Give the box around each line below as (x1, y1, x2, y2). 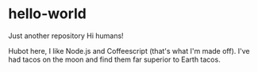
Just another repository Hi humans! (8, 31, 125, 40)
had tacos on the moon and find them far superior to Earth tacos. (8, 55, 221, 64)
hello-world (8, 5, 87, 23)
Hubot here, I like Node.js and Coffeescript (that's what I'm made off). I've (8, 46, 250, 55)
